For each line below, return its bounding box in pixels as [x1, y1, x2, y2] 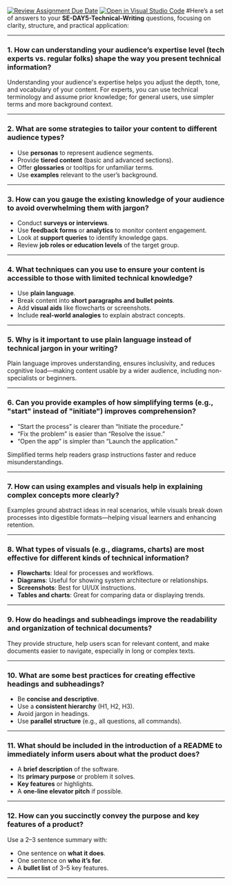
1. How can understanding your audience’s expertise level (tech [7, 45, 225, 55]
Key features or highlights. [17, 780, 94, 788]
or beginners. [39, 374, 77, 383]
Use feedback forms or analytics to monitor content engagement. [17, 226, 207, 234]
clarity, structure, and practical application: [7, 21, 129, 29]
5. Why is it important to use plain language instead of [7, 335, 192, 344]
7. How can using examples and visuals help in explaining [7, 482, 203, 491]
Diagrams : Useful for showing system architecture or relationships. [17, 576, 209, 585]
